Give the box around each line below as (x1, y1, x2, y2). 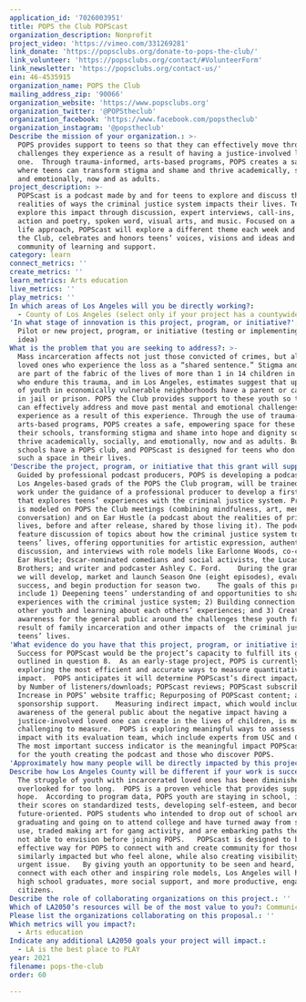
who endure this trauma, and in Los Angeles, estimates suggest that (17, 377, 287, 387)
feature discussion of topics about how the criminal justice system (17, 530, 287, 539)
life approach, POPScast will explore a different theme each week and (17, 225, 296, 234)
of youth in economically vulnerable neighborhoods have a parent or (17, 386, 287, 395)
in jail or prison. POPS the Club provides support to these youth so (17, 394, 291, 404)
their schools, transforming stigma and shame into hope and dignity (17, 428, 287, 437)
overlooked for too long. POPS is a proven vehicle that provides (17, 784, 280, 793)
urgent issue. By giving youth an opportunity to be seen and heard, (17, 860, 296, 870)
